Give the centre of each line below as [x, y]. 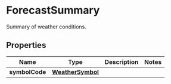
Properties [26, 45]
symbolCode [28, 72]
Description [122, 62]
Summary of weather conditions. [46, 27]
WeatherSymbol [75, 72]
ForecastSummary [53, 10]
